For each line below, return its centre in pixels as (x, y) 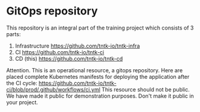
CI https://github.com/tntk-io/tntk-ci (60, 52)
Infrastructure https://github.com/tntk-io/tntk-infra (77, 46)
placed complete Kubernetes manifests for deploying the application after (98, 76)
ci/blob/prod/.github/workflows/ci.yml (53, 89)
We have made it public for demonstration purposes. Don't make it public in (100, 96)
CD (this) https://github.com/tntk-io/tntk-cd (69, 58)
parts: (14, 34)
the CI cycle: (22, 83)
